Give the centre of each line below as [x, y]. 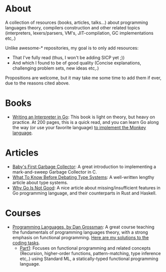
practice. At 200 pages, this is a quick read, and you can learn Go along [85, 122]
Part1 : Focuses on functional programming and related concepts [85, 248]
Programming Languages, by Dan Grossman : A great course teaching [83, 227]
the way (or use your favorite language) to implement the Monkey [79, 127]
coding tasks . [26, 243]
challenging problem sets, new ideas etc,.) [55, 68]
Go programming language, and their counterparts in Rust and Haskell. [84, 193]
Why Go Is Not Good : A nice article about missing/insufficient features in [86, 187]
